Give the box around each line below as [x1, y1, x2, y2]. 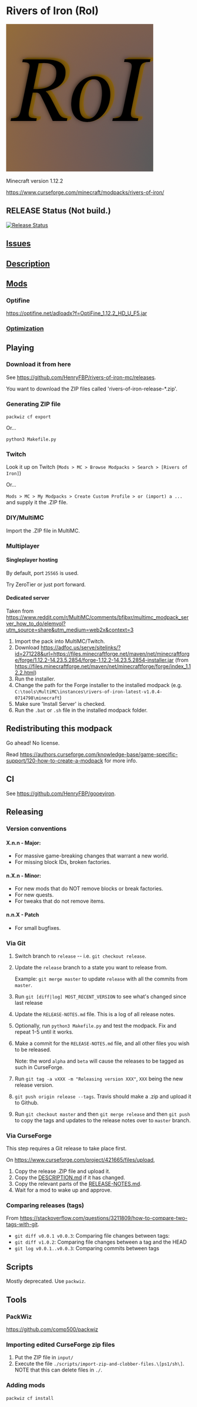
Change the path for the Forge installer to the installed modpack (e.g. [14, 682, 182, 689]
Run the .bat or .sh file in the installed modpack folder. [14, 706, 148, 714]
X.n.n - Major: [6, 839, 41, 846]
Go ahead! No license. [6, 739, 60, 747]
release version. [14, 1081, 54, 1089]
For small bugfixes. [14, 924, 61, 931]
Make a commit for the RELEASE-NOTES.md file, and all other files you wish [14, 1040, 190, 1047]
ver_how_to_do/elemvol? [6, 620, 66, 627]
